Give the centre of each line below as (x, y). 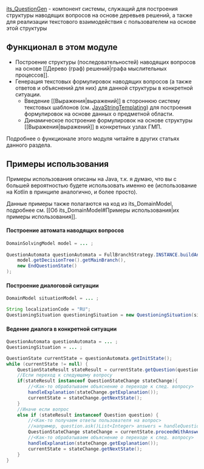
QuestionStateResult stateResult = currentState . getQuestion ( (97, 370)
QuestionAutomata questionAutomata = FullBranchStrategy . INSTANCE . (93, 255)
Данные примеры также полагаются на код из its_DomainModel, (90, 203)
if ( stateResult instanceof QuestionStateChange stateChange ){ (97, 381)
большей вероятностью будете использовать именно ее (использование (102, 185)
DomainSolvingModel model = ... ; (50, 243)
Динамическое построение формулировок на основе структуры (108, 120)
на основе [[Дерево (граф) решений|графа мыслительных (91, 68)
